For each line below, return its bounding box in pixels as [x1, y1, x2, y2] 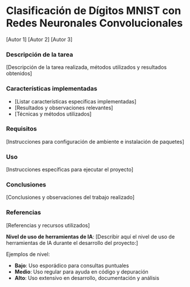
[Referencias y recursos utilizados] [6, 222, 90, 229]
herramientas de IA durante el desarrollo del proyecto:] [6, 239, 139, 246]
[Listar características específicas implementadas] [14, 98, 137, 105]
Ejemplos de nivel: [6, 250, 50, 258]
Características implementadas [6, 85, 98, 93]
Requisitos [6, 125, 37, 133]
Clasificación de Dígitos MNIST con [6, 4, 181, 18]
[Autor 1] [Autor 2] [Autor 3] [6, 36, 73, 43]
